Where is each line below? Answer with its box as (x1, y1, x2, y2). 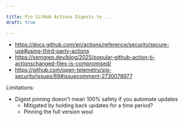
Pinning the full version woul (23, 108, 93, 115)
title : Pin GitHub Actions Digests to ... (6, 14, 113, 20)
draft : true (6, 19, 36, 26)
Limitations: (6, 84, 34, 91)
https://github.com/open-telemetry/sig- (14, 66, 112, 73)
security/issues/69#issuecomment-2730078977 (14, 72, 133, 79)
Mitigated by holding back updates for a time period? (23, 101, 153, 109)
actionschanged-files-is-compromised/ (14, 60, 112, 67)
